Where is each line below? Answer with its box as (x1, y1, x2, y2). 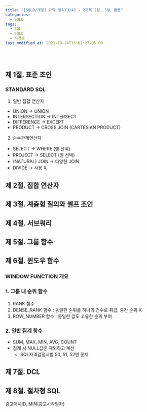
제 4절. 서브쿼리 (5, 219, 52, 228)
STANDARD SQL (5, 86, 46, 93)
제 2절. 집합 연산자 (5, 181, 59, 189)
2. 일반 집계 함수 (5, 327, 43, 334)
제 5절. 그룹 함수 (5, 238, 53, 246)
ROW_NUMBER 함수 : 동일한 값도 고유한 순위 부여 (12, 313, 113, 319)
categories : (5, 12, 30, 17)
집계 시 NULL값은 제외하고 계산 (12, 345, 75, 351)
